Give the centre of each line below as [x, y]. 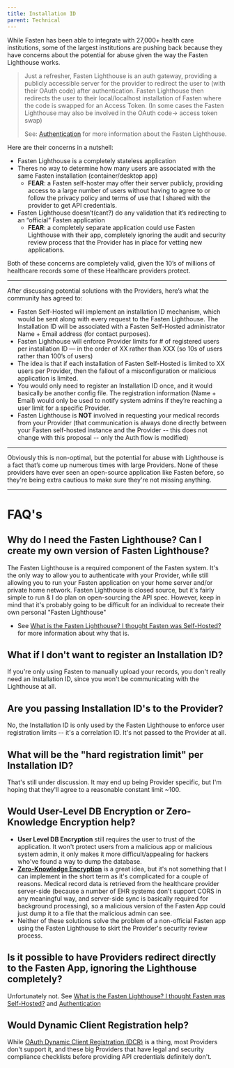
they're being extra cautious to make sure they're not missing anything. [109, 480]
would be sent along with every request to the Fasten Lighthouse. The [118, 319]
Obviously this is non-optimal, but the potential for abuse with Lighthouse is [116, 457]
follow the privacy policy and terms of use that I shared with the [119, 198]
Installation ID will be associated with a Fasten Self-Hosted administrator [121, 326]
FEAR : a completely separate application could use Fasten [111, 227]
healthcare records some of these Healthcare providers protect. [99, 270]
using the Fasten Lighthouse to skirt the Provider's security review [112, 928]
